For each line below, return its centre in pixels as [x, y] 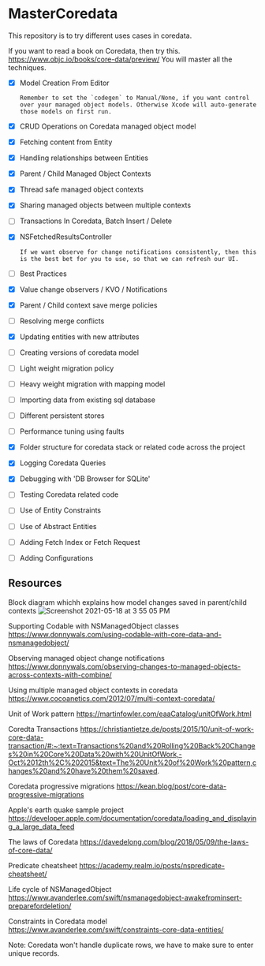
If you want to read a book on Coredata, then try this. [94, 50]
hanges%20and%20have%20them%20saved [83, 770]
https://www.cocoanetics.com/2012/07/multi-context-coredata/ [112, 698]
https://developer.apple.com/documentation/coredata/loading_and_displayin [132, 818]
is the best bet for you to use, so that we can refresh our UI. [129, 259]
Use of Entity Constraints [60, 510]
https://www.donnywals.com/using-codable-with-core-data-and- [115, 634]
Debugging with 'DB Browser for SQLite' [85, 479]
